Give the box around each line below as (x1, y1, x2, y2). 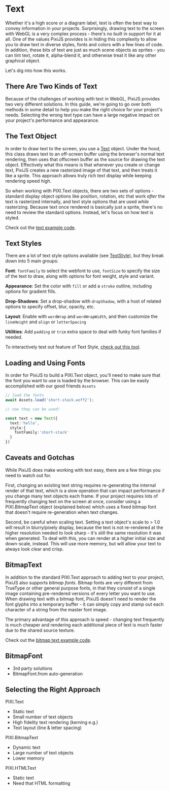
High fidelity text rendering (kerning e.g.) (12, 719, 98, 726)
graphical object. (5, 57, 41, 63)
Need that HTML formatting (12, 780, 71, 786)
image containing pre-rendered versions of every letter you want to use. (5, 590, 156, 597)
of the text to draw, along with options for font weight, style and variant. (5, 273, 155, 279)
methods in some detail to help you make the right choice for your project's (5, 106, 163, 112)
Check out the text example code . (5, 224, 76, 230)
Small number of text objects (12, 714, 73, 720)
